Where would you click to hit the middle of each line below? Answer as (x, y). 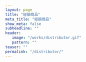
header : (13, 33)
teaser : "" (16, 47)
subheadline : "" (22, 28)
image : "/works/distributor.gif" (46, 38)
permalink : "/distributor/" (34, 51)
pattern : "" (24, 42)
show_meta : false (23, 24)
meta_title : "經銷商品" (28, 19)
